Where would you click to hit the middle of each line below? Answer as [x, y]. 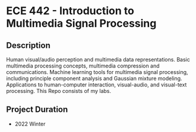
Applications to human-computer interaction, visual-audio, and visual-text [97, 85]
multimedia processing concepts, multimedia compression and [83, 66]
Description [28, 45]
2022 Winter [30, 124]
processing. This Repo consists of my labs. [59, 91]
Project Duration [37, 110]
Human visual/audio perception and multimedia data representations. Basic [98, 59]
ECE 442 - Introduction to [70, 11]
